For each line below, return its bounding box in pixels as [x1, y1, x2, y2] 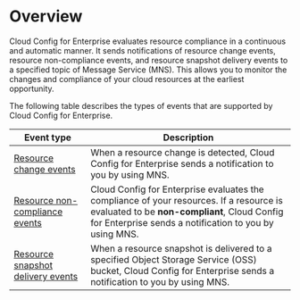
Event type [23, 131, 71, 144]
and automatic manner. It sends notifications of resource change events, [9, 45, 277, 55]
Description [162, 131, 214, 144]
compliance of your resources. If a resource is [90, 194, 283, 206]
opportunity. [9, 83, 55, 94]
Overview [9, 6, 83, 27]
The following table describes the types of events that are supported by [9, 100, 273, 111]
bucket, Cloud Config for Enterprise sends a [90, 264, 275, 277]
